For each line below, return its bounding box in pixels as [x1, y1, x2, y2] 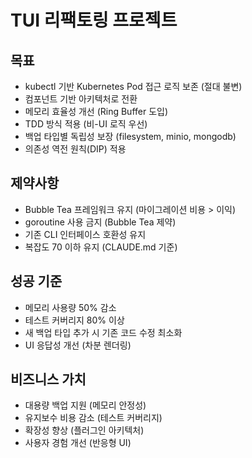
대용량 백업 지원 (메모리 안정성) [24, 399, 147, 411]
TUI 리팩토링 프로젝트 [10, 9, 178, 32]
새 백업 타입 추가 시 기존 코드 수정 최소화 [24, 326, 183, 338]
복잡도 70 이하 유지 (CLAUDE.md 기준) [24, 241, 178, 253]
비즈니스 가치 [10, 371, 87, 388]
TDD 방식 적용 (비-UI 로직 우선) [24, 118, 148, 130]
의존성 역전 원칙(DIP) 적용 [24, 143, 127, 155]
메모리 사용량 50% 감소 [24, 301, 117, 313]
